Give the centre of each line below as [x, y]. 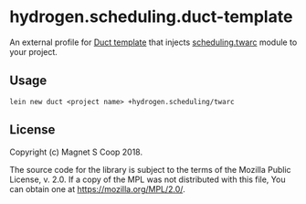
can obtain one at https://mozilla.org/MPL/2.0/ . [97, 188]
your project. [33, 51]
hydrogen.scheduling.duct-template [151, 17]
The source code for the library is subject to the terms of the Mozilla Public [150, 169]
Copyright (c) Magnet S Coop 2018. [76, 152]
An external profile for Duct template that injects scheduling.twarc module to [153, 42]
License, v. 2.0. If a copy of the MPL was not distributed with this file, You [148, 179]
